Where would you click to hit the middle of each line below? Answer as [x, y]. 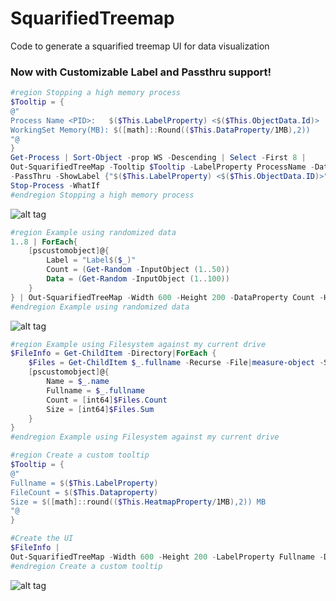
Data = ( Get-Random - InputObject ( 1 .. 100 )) [138, 279]
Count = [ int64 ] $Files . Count [107, 400]
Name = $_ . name [78, 382]
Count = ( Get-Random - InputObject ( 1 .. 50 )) [138, 270]
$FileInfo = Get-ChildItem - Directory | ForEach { [113, 353]
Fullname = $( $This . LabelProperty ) [84, 483]
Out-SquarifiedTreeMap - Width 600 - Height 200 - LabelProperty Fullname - [167, 557]
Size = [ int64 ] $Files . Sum [100, 409]
